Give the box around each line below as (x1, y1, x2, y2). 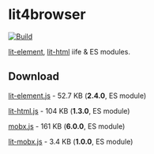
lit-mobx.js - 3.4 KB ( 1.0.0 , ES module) (8, 137, 133, 146)
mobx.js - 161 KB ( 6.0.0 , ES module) (8, 121, 126, 131)
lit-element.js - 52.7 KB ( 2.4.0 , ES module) (8, 91, 147, 100)
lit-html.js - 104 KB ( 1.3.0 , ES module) (8, 106, 130, 115)
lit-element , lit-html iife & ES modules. (8, 47, 130, 56)
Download (8, 69, 59, 84)
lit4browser (8, 6, 86, 24)
